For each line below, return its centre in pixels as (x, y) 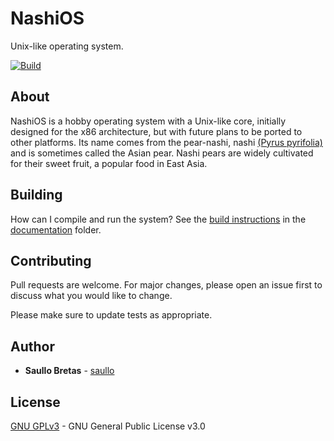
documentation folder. (56, 229)
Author (32, 346)
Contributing (51, 260)
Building (36, 195)
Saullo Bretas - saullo (69, 371)
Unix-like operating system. (67, 46)
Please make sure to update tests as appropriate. (111, 315)
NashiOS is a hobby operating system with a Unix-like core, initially (148, 121)
